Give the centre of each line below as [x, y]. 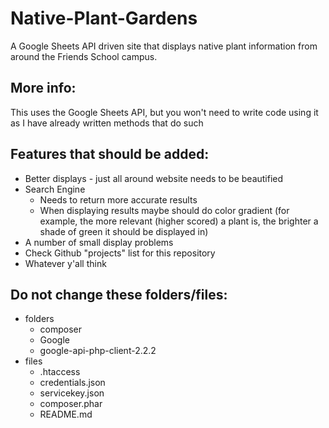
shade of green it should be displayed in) [124, 231]
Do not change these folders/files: [119, 294]
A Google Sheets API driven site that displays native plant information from [164, 46]
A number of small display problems [99, 242]
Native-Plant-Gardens [104, 18]
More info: [43, 88]
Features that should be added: [110, 154]
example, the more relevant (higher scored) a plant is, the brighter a [179, 221]
